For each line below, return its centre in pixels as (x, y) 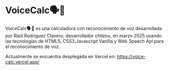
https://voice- (131, 56)
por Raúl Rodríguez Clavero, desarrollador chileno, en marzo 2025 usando (84, 36)
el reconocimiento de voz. (33, 46)
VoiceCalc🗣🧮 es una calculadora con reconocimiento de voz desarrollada (84, 28)
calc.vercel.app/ (22, 62)
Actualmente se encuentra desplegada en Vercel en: (61, 56)
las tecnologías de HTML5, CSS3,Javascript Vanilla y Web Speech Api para (84, 41)
